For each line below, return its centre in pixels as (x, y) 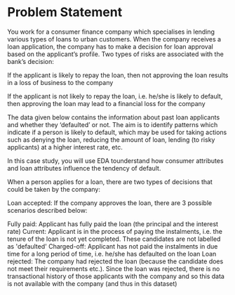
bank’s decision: (31, 61)
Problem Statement (65, 12)
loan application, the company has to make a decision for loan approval (110, 46)
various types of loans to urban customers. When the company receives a (114, 39)
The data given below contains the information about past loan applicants (114, 117)
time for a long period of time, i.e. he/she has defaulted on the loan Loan (112, 254)
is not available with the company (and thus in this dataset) (92, 283)
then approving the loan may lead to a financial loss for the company (106, 103)
